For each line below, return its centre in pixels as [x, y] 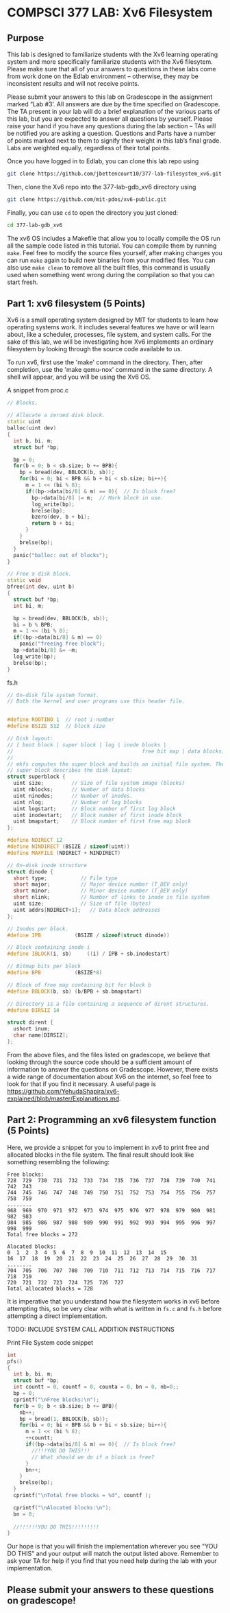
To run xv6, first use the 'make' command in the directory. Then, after [105, 362]
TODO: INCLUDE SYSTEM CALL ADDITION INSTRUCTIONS [91, 1329]
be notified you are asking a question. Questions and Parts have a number [112, 133]
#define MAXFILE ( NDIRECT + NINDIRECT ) [64, 853]
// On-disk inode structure [47, 865]
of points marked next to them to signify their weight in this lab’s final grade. [114, 141]
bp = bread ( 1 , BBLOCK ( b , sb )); [64, 1419]
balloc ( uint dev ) [32, 428]
